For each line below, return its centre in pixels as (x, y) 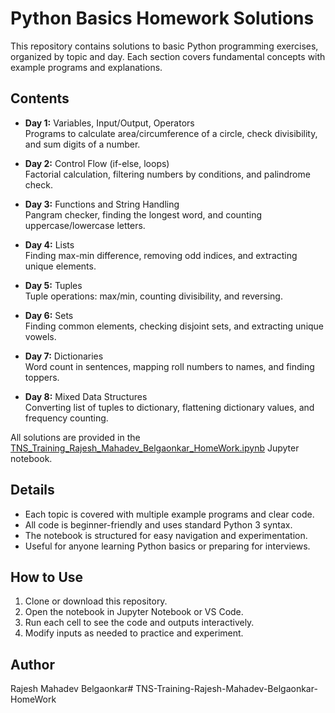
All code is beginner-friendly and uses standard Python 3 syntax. (158, 524)
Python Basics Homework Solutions (162, 18)
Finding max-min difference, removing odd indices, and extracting (161, 255)
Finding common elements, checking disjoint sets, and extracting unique (174, 326)
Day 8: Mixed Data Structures (86, 396)
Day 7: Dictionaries (64, 356)
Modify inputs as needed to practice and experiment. (134, 633)
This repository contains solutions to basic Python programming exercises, (164, 46)
